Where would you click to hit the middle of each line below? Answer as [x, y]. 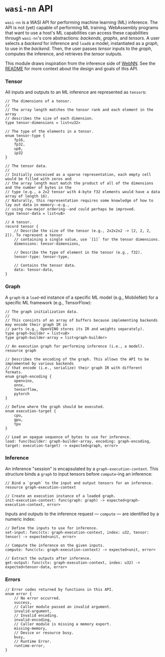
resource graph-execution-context [41, 487]
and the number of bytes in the [38, 188]
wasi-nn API [29, 9]
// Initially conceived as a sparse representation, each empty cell [78, 175]
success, [23, 603]
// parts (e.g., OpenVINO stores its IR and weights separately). [75, 329]
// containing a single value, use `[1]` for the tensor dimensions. [87, 240]
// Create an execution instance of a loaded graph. [61, 496]
